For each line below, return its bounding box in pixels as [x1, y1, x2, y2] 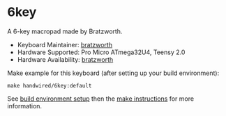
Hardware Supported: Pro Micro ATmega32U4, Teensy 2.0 [17, 48, 186, 56]
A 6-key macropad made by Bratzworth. [7, 27, 123, 35]
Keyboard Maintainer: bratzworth [17, 40, 113, 49]
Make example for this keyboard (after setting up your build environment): [7, 69, 220, 77]
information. [7, 101, 43, 110]
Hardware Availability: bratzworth [17, 55, 114, 63]
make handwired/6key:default [7, 82, 92, 89]
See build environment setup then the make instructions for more [7, 94, 194, 103]
